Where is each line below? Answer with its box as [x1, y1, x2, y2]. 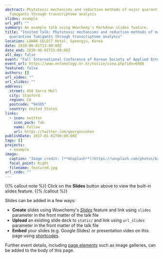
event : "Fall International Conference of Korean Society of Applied [5, 57, 149, 62]
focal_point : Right [9, 161, 49, 166]
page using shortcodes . [12, 233, 60, 239]
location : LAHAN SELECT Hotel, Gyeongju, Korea [5, 39, 103, 44]
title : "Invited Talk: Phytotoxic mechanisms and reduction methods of [5, 30, 153, 34]
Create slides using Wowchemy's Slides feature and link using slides [12, 207, 151, 213]
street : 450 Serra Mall [9, 88, 57, 93]
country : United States [9, 106, 57, 112]
